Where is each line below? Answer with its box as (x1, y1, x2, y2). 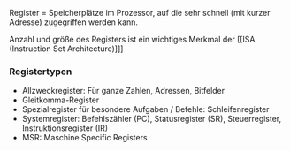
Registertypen (9, 65, 72, 78)
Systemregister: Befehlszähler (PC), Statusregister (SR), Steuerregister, (21, 114, 282, 125)
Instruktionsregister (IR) (21, 123, 109, 133)
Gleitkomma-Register (21, 94, 100, 105)
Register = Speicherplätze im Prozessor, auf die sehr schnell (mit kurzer (9, 8, 271, 18)
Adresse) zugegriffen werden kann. (9, 17, 139, 27)
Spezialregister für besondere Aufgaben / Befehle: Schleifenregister (21, 104, 270, 115)
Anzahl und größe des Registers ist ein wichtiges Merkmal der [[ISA (9, 34, 256, 44)
